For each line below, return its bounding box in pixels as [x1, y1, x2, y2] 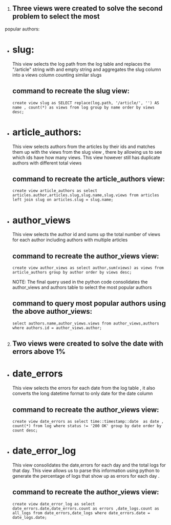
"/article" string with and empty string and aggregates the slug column [12, 66, 161, 73]
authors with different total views [12, 159, 82, 166]
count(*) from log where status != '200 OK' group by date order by [12, 424, 162, 429]
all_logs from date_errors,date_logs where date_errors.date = [12, 510, 151, 516]
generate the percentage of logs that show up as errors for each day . [12, 473, 160, 479]
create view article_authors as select [12, 188, 98, 193]
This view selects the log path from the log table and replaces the [12, 61, 151, 67]
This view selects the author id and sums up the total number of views [12, 231, 161, 238]
